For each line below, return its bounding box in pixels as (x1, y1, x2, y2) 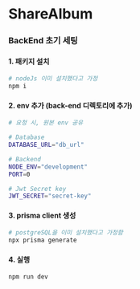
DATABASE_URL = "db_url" (8, 141, 84, 149)
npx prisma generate (8, 236, 78, 245)
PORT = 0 (8, 170, 31, 178)
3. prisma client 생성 (8, 210, 76, 220)
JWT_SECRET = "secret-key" (8, 192, 92, 201)
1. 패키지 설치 (8, 56, 50, 66)
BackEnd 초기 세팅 (8, 35, 78, 47)
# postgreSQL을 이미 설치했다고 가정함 (8, 229, 123, 237)
